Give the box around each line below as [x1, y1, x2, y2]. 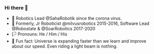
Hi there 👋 [4, 4, 29, 11]
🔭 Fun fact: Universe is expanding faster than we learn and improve [11, 38, 147, 44]
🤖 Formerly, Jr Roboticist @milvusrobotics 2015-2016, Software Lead [11, 20, 150, 26]
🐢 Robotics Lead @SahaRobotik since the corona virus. [11, 16, 122, 21]
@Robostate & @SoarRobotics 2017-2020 [11, 26, 96, 32]
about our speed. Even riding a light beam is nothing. [11, 43, 118, 49]
